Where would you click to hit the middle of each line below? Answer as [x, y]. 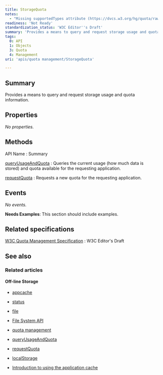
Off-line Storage [22, 281]
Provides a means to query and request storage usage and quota [70, 95]
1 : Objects [20, 46]
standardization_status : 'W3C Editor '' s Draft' [54, 28]
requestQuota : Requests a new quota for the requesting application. [73, 178]
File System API [28, 320]
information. [17, 100]
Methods [19, 142]
